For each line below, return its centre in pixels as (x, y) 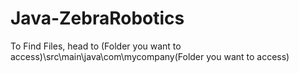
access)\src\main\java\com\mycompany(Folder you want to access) (150, 56)
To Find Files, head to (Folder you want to (96, 46)
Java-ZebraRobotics (97, 18)
